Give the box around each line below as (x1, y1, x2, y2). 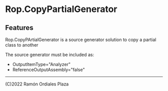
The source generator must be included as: (5, 51, 94, 57)
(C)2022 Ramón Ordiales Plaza (5, 81, 69, 87)
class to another (5, 42, 38, 48)
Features (5, 23, 33, 32)
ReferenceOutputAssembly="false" (12, 66, 85, 72)
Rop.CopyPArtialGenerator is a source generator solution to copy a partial (5, 36, 156, 42)
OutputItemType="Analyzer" (12, 61, 71, 67)
